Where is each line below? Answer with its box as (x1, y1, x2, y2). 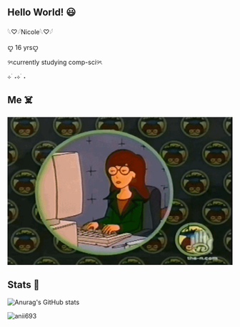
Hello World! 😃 (7, 6, 76, 19)
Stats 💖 (7, 279, 40, 291)
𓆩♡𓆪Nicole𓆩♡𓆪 (7, 27, 54, 36)
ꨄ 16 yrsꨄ (7, 43, 39, 51)
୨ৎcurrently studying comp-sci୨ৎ (7, 58, 102, 66)
